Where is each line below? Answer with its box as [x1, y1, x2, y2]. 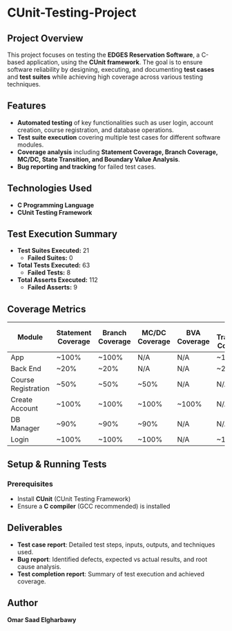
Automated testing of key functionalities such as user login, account [17, 118, 214, 126]
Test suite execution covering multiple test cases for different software [17, 133, 221, 141]
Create [10, 395, 33, 405]
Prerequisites [7, 479, 53, 489]
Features [7, 100, 46, 112]
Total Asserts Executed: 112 [17, 276, 98, 284]
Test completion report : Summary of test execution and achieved [17, 569, 205, 578]
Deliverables [7, 522, 63, 534]
